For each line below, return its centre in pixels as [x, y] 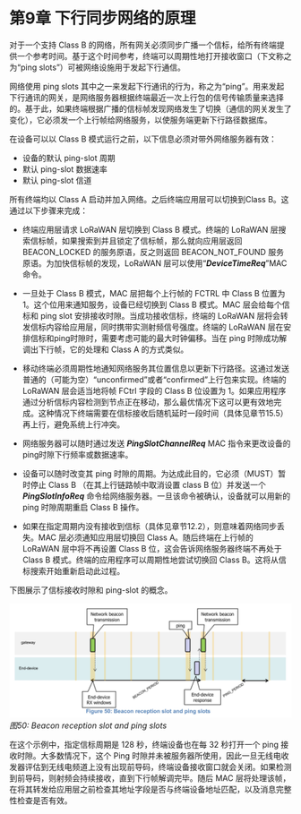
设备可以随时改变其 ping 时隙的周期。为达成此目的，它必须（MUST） [150, 473]
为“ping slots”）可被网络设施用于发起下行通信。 [98, 67]
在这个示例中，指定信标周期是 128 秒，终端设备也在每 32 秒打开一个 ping [144, 744]
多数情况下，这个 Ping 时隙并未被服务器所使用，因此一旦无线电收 [168, 755]
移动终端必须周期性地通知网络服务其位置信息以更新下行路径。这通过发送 [155, 368]
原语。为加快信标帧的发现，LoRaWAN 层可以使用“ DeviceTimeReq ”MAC [155, 263]
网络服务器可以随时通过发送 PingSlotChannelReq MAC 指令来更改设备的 [156, 443]
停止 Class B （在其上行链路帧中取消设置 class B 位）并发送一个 [148, 484]
